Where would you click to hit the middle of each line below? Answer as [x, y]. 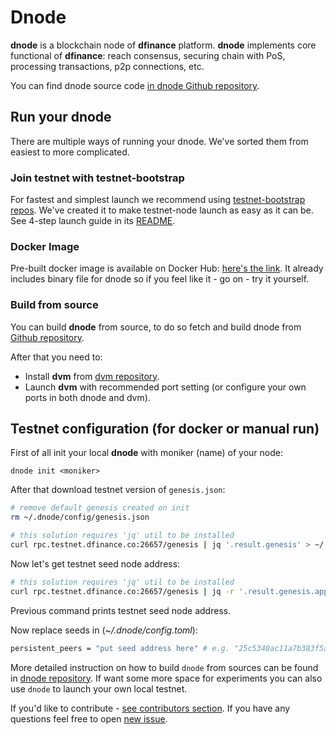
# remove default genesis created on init [100, 508]
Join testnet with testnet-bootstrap [97, 178]
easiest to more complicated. [70, 152]
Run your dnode [61, 117]
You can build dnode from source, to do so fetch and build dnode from [156, 327]
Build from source [54, 305]
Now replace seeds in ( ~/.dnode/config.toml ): [104, 630]
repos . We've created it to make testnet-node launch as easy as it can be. [162, 210]
